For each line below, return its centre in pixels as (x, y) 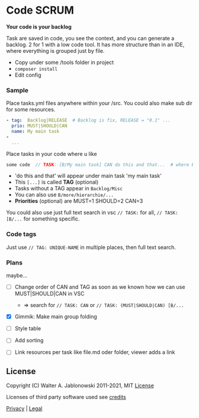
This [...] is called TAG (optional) (57, 182)
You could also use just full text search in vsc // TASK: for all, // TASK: (92, 213)
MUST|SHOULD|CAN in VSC (49, 293)
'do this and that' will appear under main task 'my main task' (88, 176)
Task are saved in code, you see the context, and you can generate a (90, 38)
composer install (36, 69)
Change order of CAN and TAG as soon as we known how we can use (100, 287)
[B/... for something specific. (43, 219)
